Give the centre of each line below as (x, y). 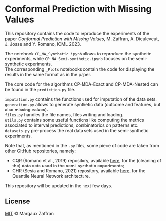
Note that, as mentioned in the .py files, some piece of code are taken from (82, 145)
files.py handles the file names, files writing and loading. (64, 114)
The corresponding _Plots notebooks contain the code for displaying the (80, 69)
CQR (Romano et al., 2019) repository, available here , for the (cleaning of (87, 160)
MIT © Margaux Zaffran (29, 213)
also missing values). (27, 110)
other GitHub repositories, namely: (41, 151)
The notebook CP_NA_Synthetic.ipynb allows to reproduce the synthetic (78, 54)
